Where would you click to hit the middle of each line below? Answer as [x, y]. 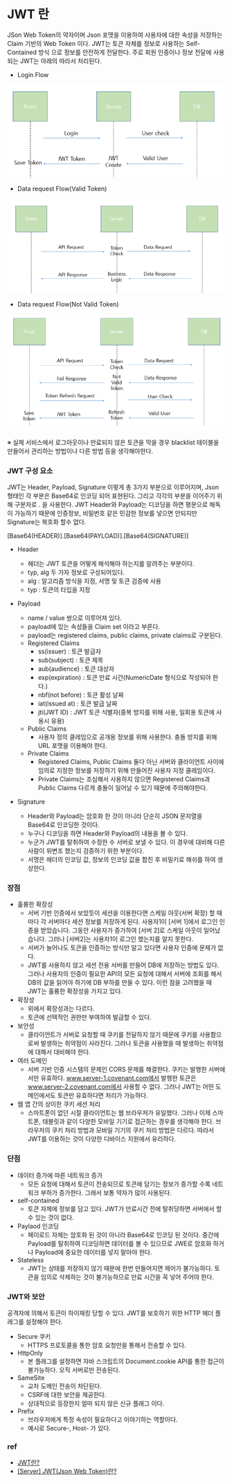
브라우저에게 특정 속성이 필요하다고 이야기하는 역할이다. [102, 1419]
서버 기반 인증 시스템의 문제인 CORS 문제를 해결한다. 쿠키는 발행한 [117, 1069]
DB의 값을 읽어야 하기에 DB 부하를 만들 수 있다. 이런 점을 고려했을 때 [120, 983]
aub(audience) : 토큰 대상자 [76, 669]
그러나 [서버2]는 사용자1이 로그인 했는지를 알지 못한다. [121, 939]
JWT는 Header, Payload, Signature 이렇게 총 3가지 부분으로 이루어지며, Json [113, 487]
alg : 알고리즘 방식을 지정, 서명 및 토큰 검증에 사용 [94, 581]
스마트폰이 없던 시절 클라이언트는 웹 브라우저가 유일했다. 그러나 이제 [119, 1113]
